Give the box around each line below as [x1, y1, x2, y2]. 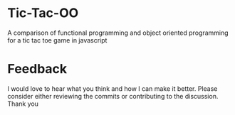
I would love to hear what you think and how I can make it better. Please [7, 84, 218, 93]
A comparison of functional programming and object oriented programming [7, 28, 229, 37]
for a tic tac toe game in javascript [7, 35, 108, 44]
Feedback [7, 61, 68, 77]
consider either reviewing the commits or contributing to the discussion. [7, 92, 219, 100]
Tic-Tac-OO [7, 5, 79, 21]
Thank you [7, 99, 39, 108]
